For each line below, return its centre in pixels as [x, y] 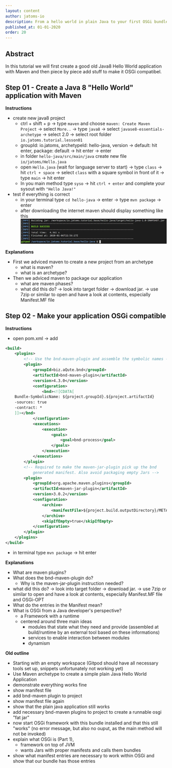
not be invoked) [29, 734]
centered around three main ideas [56, 621]
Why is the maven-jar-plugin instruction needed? [72, 583]
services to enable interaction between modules [79, 637]
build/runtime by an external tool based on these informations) [94, 632]
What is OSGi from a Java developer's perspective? [67, 610]
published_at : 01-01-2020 [33, 27]
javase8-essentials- [143, 129]
